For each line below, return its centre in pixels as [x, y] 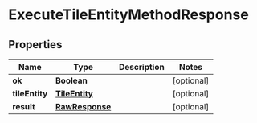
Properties [35, 45]
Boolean [71, 80]
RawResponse [83, 107]
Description [142, 67]
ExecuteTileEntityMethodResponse [128, 15]
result [24, 107]
